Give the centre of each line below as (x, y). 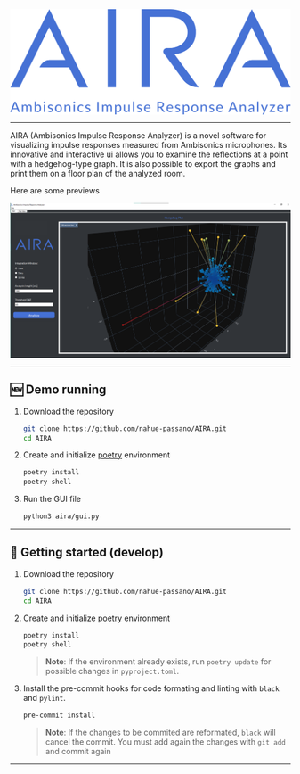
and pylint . (44, 698)
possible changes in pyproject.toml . (112, 671)
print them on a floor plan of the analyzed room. (98, 173)
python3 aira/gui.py (61, 516)
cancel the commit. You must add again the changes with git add (165, 742)
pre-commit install (59, 716)
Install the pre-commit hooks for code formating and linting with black (151, 688)
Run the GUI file (52, 499)
